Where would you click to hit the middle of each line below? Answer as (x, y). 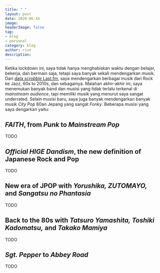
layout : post (18, 14)
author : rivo (18, 50)
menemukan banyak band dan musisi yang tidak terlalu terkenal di (71, 89)
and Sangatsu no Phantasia (48, 193)
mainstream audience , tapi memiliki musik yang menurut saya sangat (74, 94)
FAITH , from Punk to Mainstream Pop (62, 125)
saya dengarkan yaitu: (27, 109)
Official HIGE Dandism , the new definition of (73, 151)
